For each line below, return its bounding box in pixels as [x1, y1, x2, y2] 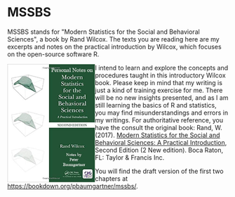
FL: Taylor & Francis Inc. [95, 153, 165, 162]
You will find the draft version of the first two [95, 167, 224, 175]
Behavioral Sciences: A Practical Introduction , [95, 138, 227, 146]
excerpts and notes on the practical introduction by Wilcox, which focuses [7, 42, 222, 51]
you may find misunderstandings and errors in [95, 108, 229, 117]
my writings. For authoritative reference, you [95, 115, 223, 124]
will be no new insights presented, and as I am [95, 93, 229, 102]
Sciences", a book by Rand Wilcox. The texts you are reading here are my [7, 34, 220, 43]
